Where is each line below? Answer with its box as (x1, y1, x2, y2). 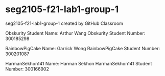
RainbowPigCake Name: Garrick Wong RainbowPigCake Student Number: (5, 45, 160, 51)
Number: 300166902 (5, 66, 50, 72)
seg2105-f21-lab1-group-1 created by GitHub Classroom (5, 20, 124, 26)
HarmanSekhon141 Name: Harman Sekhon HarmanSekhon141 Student (5, 60, 152, 66)
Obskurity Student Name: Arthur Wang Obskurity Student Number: (5, 30, 146, 36)
